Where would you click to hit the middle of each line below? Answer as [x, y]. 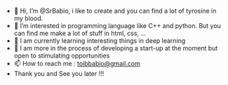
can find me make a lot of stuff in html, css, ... [80, 33]
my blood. [28, 18]
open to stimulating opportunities [62, 55]
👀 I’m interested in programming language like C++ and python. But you [117, 26]
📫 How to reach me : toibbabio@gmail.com [77, 64]
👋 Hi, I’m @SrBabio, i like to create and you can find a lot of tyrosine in [115, 11]
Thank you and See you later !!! [59, 73]
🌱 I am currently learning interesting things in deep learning [100, 41]
